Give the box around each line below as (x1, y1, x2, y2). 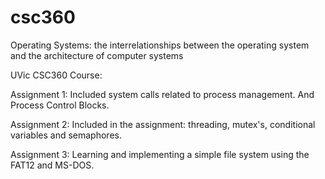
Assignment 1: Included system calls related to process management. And (10, 88, 315, 100)
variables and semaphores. (10, 129, 122, 141)
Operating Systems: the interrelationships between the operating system (10, 39, 310, 51)
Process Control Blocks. (10, 99, 110, 111)
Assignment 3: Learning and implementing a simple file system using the (10, 148, 310, 160)
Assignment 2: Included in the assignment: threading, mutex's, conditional (10, 118, 316, 130)
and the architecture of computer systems (10, 49, 184, 61)
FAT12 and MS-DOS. (10, 159, 95, 171)
